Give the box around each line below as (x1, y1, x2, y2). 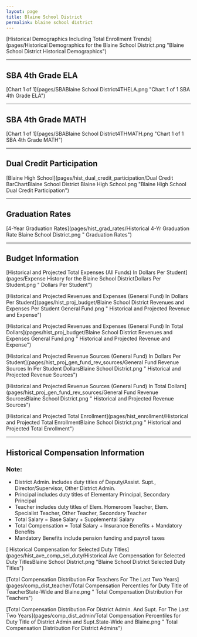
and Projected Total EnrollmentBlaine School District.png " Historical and (6, 419, 182, 426)
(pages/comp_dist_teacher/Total (6, 582, 84, 589)
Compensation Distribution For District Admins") (6, 625, 123, 632)
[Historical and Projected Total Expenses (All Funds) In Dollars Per (6, 269, 165, 276)
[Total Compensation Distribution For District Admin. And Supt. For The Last (6, 606, 189, 613)
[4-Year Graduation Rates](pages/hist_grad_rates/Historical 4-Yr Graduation (6, 225, 189, 232)
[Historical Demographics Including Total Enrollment (6, 36, 132, 43)
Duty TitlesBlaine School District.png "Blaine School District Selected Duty (6, 559, 186, 566)
